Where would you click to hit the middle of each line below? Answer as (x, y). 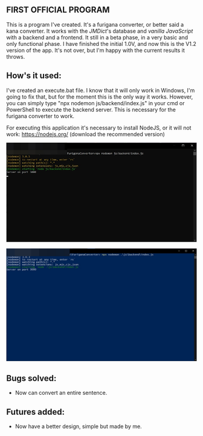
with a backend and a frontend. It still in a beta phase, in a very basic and (97, 37)
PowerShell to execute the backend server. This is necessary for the (91, 109)
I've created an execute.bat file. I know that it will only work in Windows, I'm (101, 90)
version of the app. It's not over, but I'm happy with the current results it (96, 50)
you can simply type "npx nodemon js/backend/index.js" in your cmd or (95, 103)
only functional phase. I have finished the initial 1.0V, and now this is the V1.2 (101, 44)
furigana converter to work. (40, 116)
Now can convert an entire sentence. (61, 393)
